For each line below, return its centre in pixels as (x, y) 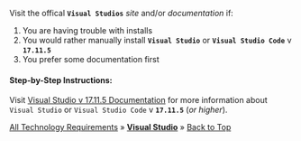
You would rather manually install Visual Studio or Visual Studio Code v (157, 40)
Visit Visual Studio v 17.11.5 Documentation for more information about (138, 100)
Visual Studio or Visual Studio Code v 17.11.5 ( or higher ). (119, 110)
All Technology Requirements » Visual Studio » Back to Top (120, 127)
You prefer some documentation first (91, 59)
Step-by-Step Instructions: (61, 80)
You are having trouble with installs (87, 30)
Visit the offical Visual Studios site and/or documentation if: (122, 13)
